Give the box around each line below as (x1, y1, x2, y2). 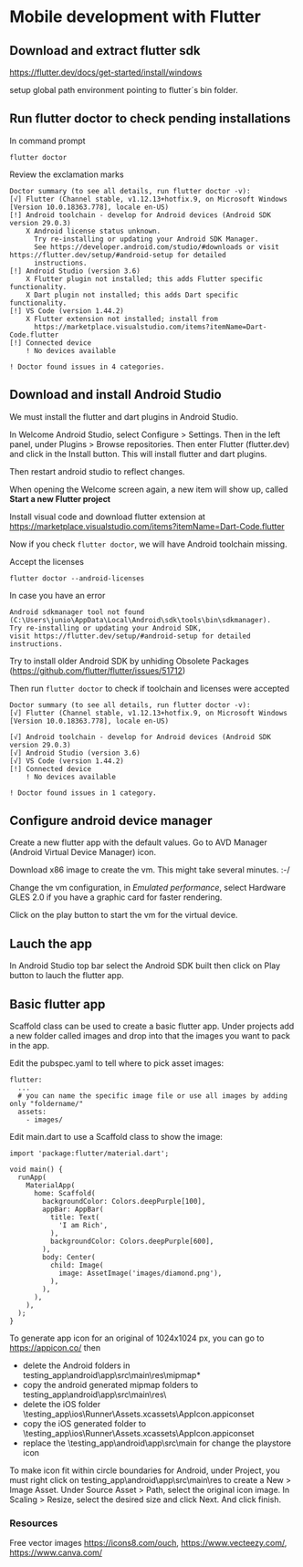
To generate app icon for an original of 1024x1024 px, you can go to (9, 1332, 265, 1343)
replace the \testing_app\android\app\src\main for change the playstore (22, 1437, 292, 1448)
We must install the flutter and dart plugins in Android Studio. (9, 411, 239, 422)
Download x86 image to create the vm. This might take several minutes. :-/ (9, 864, 290, 875)
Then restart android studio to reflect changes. (9, 465, 185, 476)
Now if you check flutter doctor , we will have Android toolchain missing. (9, 538, 287, 549)
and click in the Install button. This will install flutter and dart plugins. (9, 448, 267, 459)
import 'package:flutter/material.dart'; (9, 1149, 170, 1158)
